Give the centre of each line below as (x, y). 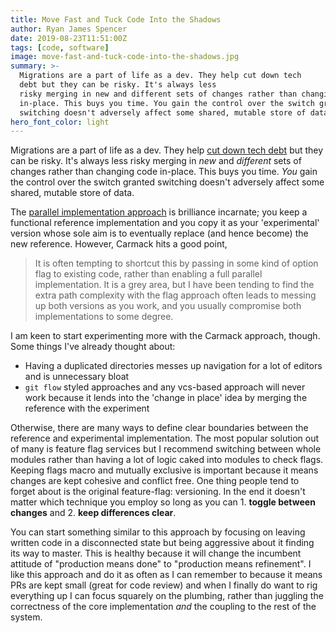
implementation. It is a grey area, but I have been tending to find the (174, 285)
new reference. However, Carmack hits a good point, (119, 244)
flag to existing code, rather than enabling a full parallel (148, 274)
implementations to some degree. (104, 317)
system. (26, 617)
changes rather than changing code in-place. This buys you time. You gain (164, 172)
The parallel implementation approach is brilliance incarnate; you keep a (159, 212)
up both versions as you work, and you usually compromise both (168, 306)
